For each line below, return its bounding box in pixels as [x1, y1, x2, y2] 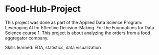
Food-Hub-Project [5, 3, 81, 15]
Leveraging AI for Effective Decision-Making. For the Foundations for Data [5, 24, 154, 30]
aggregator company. [5, 35, 49, 41]
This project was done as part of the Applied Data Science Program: [5, 19, 143, 25]
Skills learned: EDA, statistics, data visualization [5, 44, 101, 50]
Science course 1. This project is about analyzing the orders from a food [5, 30, 151, 36]
